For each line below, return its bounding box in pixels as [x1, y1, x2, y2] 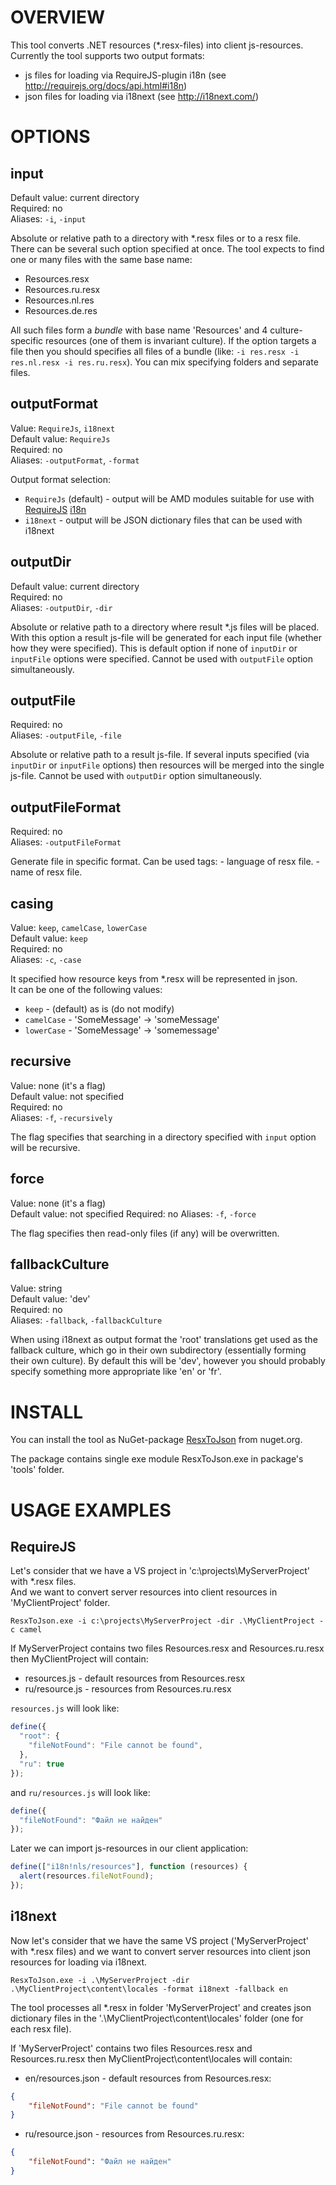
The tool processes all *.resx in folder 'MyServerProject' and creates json [10, 2001, 312, 2013]
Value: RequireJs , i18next [10, 422, 116, 434]
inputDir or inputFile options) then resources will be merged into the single [10, 759, 325, 771]
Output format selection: [10, 473, 112, 485]
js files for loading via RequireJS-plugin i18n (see [24, 69, 227, 81]
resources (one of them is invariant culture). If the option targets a [45, 334, 317, 346]
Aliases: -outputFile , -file [10, 729, 122, 741]
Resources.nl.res [24, 294, 95, 306]
